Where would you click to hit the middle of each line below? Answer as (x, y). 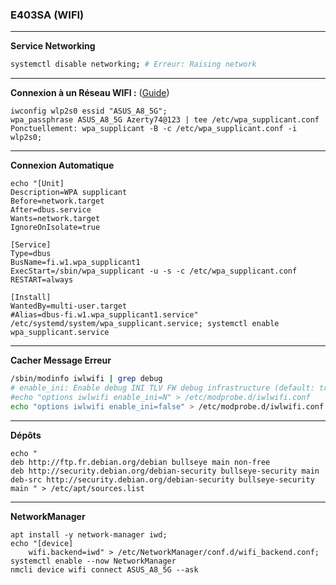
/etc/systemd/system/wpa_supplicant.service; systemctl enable (145, 324)
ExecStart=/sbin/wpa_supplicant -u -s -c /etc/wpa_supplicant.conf (154, 271)
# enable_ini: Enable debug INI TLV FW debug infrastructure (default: (162, 388)
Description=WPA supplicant (69, 193)
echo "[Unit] (37, 184)
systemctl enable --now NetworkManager (93, 561)
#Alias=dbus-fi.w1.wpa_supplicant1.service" (104, 315)
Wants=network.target (55, 219)
